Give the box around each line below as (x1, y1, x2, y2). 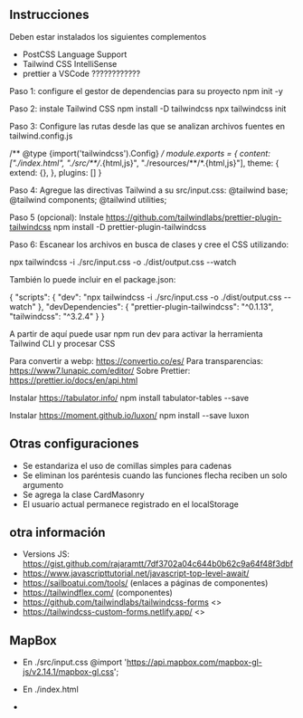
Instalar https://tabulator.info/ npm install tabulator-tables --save (9, 392, 250, 403)
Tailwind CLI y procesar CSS (9, 338, 116, 349)
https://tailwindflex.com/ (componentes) (22, 588, 174, 598)
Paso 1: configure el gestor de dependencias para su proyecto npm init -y (9, 85, 283, 96)
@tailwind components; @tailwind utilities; (9, 194, 167, 205)
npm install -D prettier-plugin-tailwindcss (52, 221, 206, 232)
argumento (22, 479, 64, 490)
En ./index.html (22, 684, 79, 695)
